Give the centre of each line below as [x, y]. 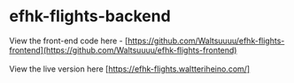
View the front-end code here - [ [69, 41]
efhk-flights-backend [90, 16]
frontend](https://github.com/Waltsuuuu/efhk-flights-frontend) [123, 49]
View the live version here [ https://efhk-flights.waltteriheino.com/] [130, 69]
